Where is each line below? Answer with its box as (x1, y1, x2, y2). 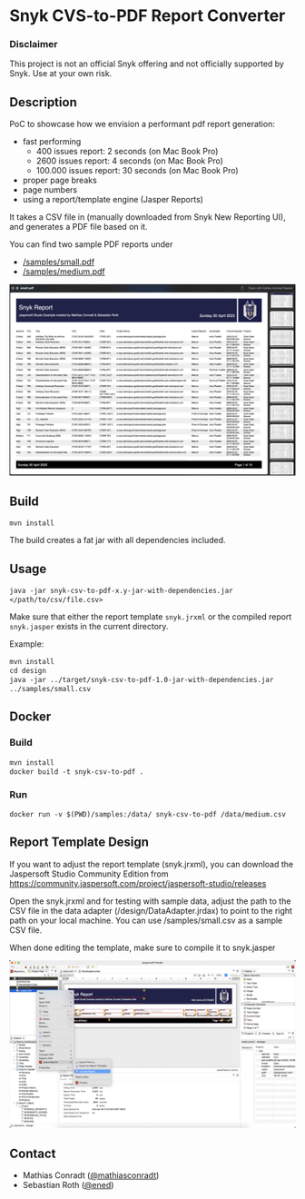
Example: (9, 639, 44, 649)
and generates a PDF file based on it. (9, 222, 148, 233)
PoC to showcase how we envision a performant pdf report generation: (9, 119, 275, 130)
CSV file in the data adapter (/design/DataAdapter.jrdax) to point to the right (9, 905, 293, 916)
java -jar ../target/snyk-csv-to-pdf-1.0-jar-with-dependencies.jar (9, 676, 274, 685)
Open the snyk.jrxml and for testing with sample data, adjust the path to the (9, 896, 291, 907)
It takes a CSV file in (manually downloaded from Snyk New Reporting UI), (9, 212, 286, 223)
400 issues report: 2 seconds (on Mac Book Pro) (35, 146, 219, 157)
